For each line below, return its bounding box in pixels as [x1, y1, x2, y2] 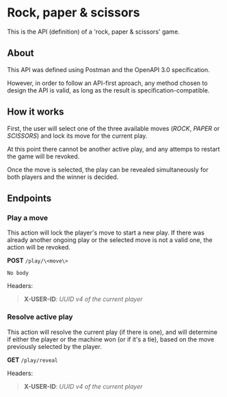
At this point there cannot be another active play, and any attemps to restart [7, 145, 220, 153]
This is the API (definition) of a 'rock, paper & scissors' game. [7, 27, 180, 36]
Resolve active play [7, 312, 73, 322]
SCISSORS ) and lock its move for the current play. [7, 132, 148, 140]
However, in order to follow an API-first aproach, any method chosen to [7, 79, 208, 87]
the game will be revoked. [7, 152, 80, 160]
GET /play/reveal [7, 355, 58, 364]
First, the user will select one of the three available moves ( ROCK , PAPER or [7, 124, 220, 132]
